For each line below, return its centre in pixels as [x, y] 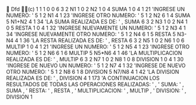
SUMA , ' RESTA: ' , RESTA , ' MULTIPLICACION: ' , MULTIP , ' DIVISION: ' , [96, 91]
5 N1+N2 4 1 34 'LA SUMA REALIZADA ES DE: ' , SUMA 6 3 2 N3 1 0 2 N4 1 [97, 22]
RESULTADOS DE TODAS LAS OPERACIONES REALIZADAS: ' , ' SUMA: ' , [95, 84]
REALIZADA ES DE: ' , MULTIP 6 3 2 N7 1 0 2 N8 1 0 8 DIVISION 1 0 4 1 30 [95, 59]
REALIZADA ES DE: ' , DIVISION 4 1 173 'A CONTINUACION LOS [83, 78]
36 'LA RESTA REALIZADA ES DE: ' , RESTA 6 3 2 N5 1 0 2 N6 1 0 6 [104, 40]
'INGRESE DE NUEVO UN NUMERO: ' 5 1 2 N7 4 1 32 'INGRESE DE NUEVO [96, 65]
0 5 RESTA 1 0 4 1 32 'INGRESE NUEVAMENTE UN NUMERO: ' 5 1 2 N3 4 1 [96, 28]
